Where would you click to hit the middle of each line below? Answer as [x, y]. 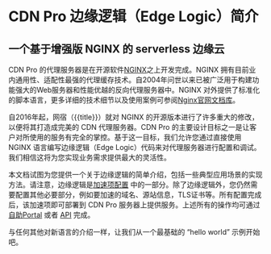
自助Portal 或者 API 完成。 [52, 215]
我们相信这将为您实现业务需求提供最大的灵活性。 [90, 157]
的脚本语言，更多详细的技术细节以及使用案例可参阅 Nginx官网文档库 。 [124, 100]
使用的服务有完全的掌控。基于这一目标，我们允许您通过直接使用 [135, 137]
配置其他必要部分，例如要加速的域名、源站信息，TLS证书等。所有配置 [131, 195]
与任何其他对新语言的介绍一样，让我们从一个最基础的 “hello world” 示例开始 [134, 232]
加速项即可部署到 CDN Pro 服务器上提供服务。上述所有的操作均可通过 [145, 205]
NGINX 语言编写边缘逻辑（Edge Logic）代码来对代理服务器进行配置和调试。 [135, 147]
